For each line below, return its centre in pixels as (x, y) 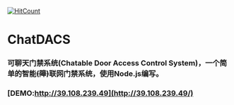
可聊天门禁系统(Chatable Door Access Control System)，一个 (114, 63)
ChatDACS (39, 40)
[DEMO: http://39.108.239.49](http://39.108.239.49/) (100, 94)
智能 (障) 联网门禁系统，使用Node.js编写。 (93, 74)
